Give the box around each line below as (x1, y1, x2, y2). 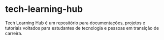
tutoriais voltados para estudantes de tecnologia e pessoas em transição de (5, 25, 159, 31)
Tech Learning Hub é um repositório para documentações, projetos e (5, 20, 145, 26)
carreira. (5, 30, 23, 36)
